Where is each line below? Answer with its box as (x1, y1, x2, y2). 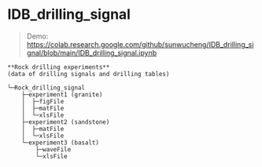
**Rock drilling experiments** (7, 63, 110, 71)
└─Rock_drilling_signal (7, 84, 86, 92)
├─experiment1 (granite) (21, 90, 103, 99)
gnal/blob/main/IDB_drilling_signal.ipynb (26, 48, 157, 57)
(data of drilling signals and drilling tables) (7, 70, 170, 78)
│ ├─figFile (21, 97, 65, 105)
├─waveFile (35, 145, 72, 154)
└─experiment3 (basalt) (21, 139, 100, 147)
